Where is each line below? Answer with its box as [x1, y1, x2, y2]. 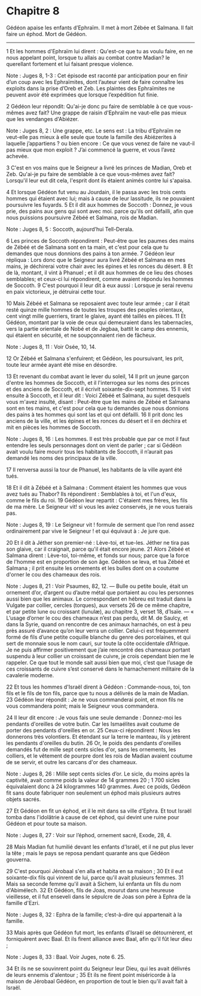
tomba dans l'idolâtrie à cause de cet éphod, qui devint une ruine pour [6, 813, 179, 820]
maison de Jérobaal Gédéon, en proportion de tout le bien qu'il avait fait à [6, 977, 188, 985]
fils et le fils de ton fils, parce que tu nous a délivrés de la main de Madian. [6, 689, 190, 696]
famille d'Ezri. [6, 899, 40, 906]
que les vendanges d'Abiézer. [6, 115, 79, 122]
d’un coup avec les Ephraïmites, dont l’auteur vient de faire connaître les [6, 78, 184, 85]
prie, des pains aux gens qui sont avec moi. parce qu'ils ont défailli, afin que [6, 207, 194, 215]
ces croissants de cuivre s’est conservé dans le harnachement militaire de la [6, 665, 194, 672]
